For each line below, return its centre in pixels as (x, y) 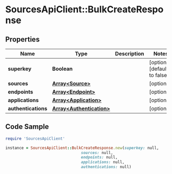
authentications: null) (106, 167)
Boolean (62, 69)
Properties (23, 39)
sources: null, (97, 152)
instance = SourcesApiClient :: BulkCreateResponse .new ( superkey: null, (82, 148)
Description (130, 54)
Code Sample (27, 127)
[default (159, 69)
